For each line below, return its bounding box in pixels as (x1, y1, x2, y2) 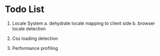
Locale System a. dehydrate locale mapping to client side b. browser (12, 20, 155, 26)
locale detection (12, 25, 46, 31)
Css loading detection (12, 35, 58, 41)
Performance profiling (12, 45, 58, 51)
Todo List (5, 4, 45, 15)
